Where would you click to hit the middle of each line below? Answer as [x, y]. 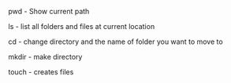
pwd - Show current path [49, 11]
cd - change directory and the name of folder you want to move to [115, 41]
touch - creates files [41, 72]
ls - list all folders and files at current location [82, 26]
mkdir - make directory [45, 57]
